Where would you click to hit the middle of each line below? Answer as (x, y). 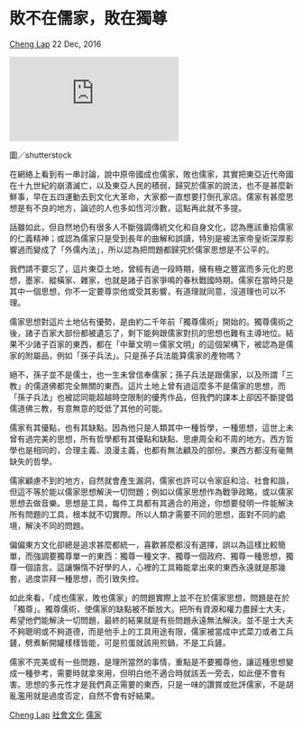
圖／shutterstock (41, 155)
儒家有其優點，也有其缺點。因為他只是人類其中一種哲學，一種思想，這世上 (147, 427)
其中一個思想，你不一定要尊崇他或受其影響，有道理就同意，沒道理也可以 (143, 291)
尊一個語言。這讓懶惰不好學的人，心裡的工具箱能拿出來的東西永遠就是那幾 (147, 567)
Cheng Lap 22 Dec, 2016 (55, 44)
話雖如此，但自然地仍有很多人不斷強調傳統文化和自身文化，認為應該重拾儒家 (151, 227)
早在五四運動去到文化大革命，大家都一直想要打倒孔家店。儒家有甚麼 (159, 196)
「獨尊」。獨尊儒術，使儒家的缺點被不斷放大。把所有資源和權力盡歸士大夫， (150, 608)
